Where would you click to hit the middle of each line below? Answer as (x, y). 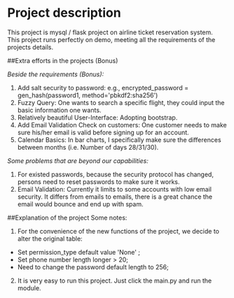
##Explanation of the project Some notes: (67, 218)
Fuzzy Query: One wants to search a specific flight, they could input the (121, 102)
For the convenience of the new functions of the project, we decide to (118, 231)
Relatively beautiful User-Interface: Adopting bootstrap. (97, 118)
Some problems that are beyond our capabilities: (78, 161)
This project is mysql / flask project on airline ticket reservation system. (110, 32)
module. (29, 288)
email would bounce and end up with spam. (80, 204)
